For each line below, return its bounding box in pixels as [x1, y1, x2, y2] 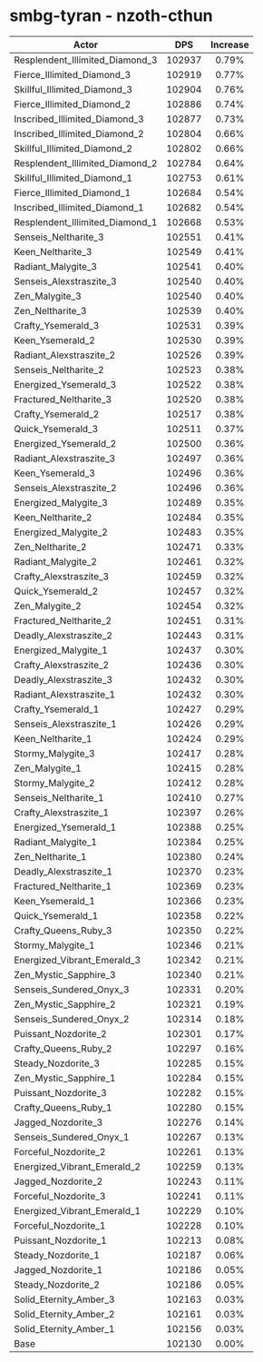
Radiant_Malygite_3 [14, 260, 98, 272]
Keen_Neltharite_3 [14, 245, 93, 258]
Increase [209, 38, 249, 51]
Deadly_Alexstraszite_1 [14, 864, 113, 877]
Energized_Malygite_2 [14, 526, 109, 538]
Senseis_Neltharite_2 [14, 363, 104, 376]
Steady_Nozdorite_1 [14, 1248, 100, 1261]
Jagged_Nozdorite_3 [14, 1116, 103, 1129]
